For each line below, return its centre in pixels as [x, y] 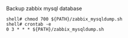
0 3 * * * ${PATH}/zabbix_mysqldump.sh [55, 29]
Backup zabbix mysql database [44, 8]
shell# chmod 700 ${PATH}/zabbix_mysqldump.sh [64, 19]
